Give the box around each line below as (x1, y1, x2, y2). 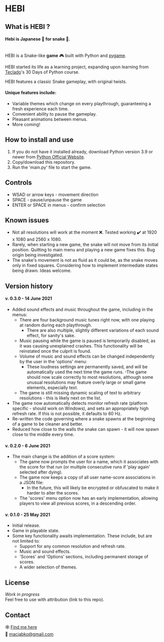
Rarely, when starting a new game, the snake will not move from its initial (12, 242, 159, 247)
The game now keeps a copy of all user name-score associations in (19, 474, 156, 480)
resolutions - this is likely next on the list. (19, 395, 102, 401)
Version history (5, 282, 53, 290)
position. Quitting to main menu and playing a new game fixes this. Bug (12, 247, 155, 253)
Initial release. (12, 522, 41, 528)
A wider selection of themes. (19, 564, 78, 570)
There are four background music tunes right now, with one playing (19, 317, 155, 323)
